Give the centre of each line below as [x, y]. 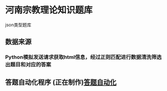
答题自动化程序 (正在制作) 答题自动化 [61, 82]
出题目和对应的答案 [28, 65]
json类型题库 [18, 25]
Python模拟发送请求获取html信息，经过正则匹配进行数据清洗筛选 [83, 57]
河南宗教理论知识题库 [49, 10]
